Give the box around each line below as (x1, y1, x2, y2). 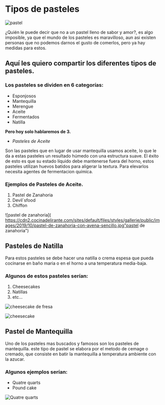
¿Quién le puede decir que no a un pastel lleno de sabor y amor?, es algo (5, 29, 154, 35)
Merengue (12, 103, 33, 109)
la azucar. (5, 356, 25, 362)
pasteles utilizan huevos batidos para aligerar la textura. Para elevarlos (5, 163, 149, 169)
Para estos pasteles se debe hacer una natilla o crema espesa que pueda (5, 255, 154, 261)
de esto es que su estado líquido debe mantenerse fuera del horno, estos (5, 158, 154, 164)
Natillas (12, 289, 28, 295)
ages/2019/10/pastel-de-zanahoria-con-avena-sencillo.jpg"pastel (5, 222, 139, 228)
